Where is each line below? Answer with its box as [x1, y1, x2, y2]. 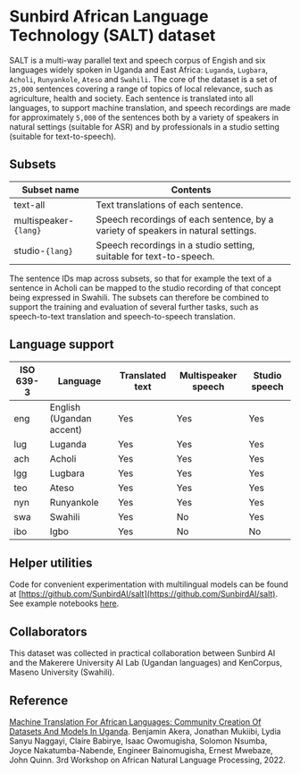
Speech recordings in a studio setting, [96, 239, 255, 251]
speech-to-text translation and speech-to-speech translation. [9, 310, 236, 321]
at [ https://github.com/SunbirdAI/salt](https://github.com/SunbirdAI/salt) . [9, 589, 279, 600]
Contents [171, 183, 212, 196]
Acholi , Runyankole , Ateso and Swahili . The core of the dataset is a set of [9, 73, 278, 84]
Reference [9, 693, 69, 708]
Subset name [21, 183, 79, 196]
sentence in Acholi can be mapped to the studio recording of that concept [9, 282, 281, 293]
